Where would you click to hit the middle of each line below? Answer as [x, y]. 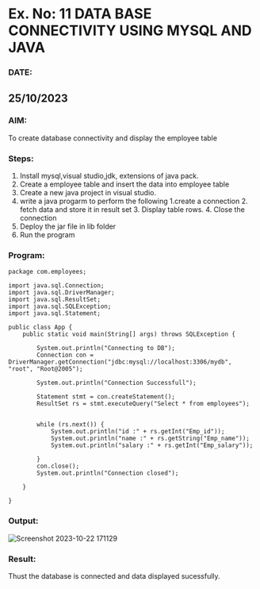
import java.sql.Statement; [55, 314]
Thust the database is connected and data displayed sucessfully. [114, 576]
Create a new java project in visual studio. [88, 193]
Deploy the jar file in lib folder [68, 226]
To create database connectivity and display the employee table [113, 138]
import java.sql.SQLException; [60, 306]
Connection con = [65, 355]
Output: [23, 521]
